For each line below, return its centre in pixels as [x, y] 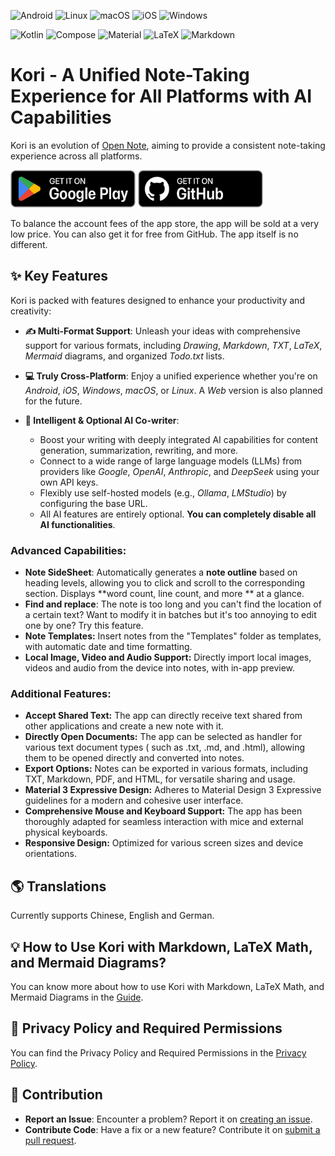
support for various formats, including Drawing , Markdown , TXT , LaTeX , [173, 345]
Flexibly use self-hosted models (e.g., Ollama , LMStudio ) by [163, 492]
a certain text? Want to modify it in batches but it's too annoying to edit [170, 615]
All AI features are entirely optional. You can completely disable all [178, 514]
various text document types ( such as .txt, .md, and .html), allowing [165, 747]
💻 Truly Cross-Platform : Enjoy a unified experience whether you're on [171, 376]
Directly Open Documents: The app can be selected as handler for [163, 737]
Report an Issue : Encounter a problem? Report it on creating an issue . [168, 1119]
